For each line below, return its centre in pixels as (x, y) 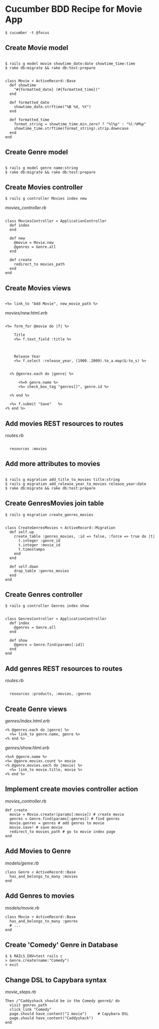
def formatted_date (30, 102)
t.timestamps (32, 549)
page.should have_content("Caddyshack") (51, 1018)
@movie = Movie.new (34, 243)
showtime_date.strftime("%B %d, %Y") (53, 107)
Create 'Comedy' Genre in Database (62, 945)
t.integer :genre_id (39, 541)
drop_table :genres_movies (42, 571)
